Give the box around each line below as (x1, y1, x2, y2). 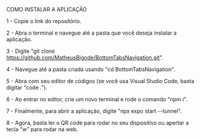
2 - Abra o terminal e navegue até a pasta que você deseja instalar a (6, 29, 177, 36)
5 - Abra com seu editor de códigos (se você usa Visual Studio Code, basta (6, 78, 195, 84)
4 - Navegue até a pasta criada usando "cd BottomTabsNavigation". (6, 66, 176, 73)
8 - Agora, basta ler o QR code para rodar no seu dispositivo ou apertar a (6, 119, 189, 126)
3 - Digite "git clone (6, 47, 56, 55)
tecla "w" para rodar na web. (6, 126, 78, 133)
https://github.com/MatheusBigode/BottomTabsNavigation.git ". (6, 54, 164, 61)
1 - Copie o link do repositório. (6, 18, 82, 24)
